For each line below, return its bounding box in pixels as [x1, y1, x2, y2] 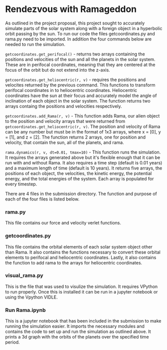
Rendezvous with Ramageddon [5, 3, 137, 15]
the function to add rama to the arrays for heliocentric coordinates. [5, 259, 143, 265]
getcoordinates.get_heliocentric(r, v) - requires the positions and [5, 76, 146, 82]
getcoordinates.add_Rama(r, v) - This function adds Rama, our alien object [5, 112, 160, 118]
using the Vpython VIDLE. [5, 294, 58, 300]
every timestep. [5, 181, 37, 187]
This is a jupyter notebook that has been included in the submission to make [5, 318, 162, 324]
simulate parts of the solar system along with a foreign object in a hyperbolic [5, 25, 163, 31]
